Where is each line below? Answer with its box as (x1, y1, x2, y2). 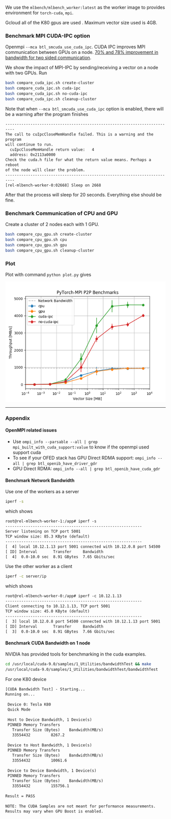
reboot (5, 162, 19, 167)
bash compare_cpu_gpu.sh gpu (5, 242, 67, 247)
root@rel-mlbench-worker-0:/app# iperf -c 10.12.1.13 (5, 593, 122, 599)
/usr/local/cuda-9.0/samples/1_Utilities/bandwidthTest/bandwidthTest (5, 667, 158, 672)
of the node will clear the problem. (5, 167, 85, 173)
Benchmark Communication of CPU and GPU (5, 210, 118, 217)
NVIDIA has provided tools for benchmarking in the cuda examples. (5, 651, 147, 657)
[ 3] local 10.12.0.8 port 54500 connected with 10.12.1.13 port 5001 (5, 618, 160, 624)
